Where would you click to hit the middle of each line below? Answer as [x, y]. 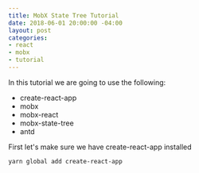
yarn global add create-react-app [66, 161]
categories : [28, 38]
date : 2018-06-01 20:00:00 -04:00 [66, 23]
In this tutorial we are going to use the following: [87, 82]
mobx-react [39, 114]
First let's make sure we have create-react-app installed [100, 147]
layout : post [30, 30]
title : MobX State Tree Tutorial [64, 15]
